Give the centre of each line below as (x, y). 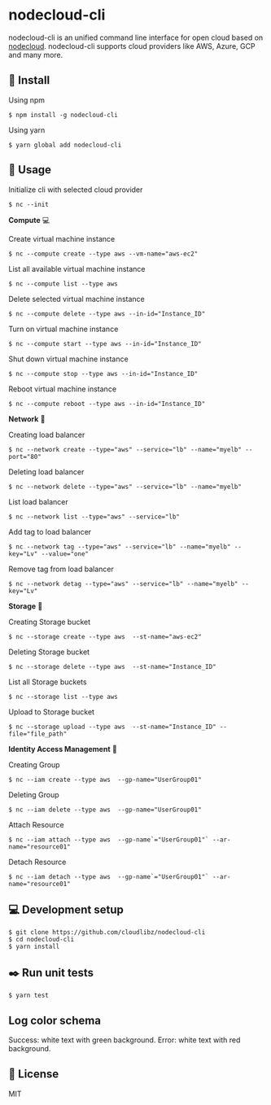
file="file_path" (38, 734)
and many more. (36, 55)
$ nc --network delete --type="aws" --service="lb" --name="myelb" (125, 487)
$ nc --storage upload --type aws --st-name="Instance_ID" (113, 727)
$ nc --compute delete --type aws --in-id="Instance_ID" (107, 314)
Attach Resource (36, 824)
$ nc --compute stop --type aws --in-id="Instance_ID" (103, 373)
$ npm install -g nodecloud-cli (63, 115)
